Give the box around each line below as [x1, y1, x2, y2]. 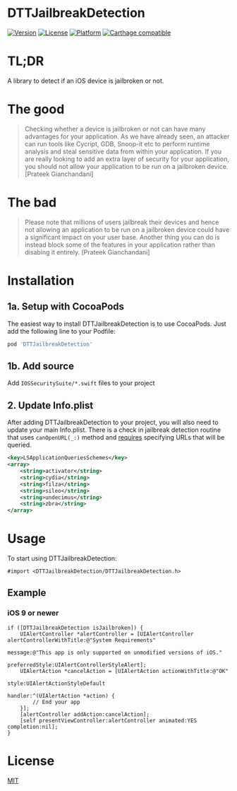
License [7, 753, 55, 768]
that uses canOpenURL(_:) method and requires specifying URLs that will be [7, 433, 225, 442]
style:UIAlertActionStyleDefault [7, 680, 106, 687]
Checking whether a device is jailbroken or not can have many [24, 124, 206, 133]
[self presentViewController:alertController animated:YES [20, 717, 197, 724]
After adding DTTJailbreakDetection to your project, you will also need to [7, 418, 219, 427]
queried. [7, 440, 32, 450]
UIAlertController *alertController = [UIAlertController [20, 631, 194, 638]
